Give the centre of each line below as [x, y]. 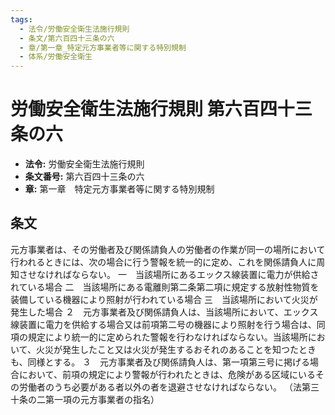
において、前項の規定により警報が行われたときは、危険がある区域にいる [167, 374]
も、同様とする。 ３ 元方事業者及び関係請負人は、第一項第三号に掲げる [160, 362]
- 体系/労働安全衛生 [56, 57]
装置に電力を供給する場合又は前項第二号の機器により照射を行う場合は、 [167, 324]
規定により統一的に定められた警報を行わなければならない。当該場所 [167, 337]
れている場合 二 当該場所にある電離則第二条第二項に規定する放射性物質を [165, 287]
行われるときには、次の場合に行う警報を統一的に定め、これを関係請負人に [163, 262]
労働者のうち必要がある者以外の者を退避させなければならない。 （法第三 [169, 387]
